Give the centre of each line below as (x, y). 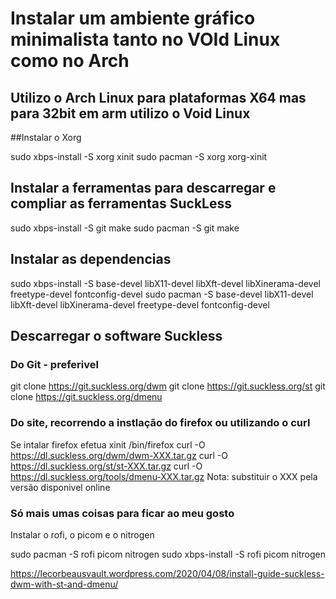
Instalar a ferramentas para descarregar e (143, 188)
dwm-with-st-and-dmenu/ (64, 584)
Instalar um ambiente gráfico (133, 18)
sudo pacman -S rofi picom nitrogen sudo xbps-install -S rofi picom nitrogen (168, 554)
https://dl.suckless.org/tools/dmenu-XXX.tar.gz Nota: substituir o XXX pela (164, 476)
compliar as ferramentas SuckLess (121, 203)
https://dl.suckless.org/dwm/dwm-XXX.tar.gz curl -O (119, 455)
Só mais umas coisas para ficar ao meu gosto (122, 513)
